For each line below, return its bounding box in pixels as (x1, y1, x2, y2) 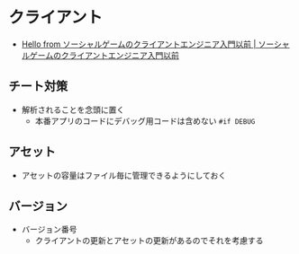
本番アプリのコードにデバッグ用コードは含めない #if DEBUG (34, 115, 256, 126)
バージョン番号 (21, 224, 77, 235)
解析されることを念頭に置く (21, 104, 125, 115)
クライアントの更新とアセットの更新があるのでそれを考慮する (34, 235, 264, 246)
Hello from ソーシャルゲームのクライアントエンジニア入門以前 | (21, 39, 257, 49)
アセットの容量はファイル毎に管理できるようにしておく (21, 170, 227, 180)
